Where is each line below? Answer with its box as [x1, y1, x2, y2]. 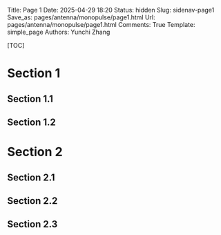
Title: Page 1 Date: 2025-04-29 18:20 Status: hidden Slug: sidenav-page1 [7, 6, 215, 14]
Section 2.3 [7, 218, 58, 230]
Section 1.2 [7, 116, 57, 128]
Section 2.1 [7, 171, 55, 183]
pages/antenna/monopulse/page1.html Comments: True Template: [7, 21, 195, 28]
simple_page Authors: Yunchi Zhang [7, 28, 110, 36]
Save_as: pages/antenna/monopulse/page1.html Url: [7, 13, 155, 21]
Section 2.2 [7, 195, 58, 207]
